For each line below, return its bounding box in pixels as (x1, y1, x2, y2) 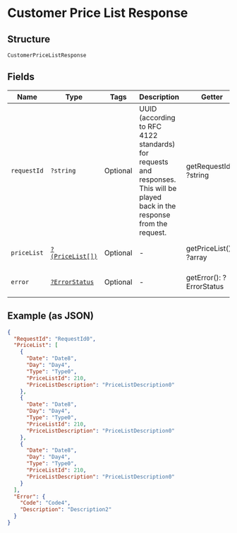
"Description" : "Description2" (20, 506, 112, 513)
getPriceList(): (186, 243, 234, 253)
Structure (7, 33, 51, 45)
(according (139, 112, 176, 122)
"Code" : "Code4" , (20, 500, 71, 507)
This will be (139, 183, 177, 193)
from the (139, 218, 168, 228)
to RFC (139, 122, 162, 131)
